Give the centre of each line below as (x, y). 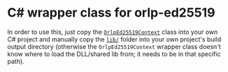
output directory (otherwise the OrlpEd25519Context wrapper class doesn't (114, 46)
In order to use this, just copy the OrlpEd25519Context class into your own (113, 32)
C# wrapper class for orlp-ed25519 (111, 13)
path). (16, 61)
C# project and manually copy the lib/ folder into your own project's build (114, 39)
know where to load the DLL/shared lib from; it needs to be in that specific (114, 54)
